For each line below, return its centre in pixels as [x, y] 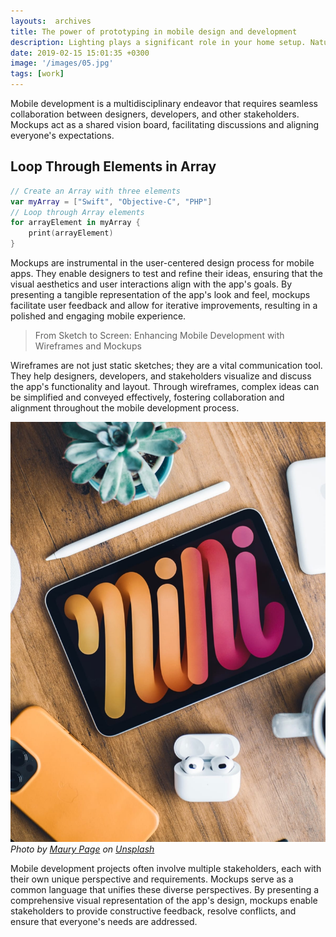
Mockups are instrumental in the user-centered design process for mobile [162, 263]
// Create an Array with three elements [96, 191]
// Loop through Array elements [77, 212]
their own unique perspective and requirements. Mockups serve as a [152, 879]
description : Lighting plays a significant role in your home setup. [158, 42]
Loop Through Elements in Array [113, 166]
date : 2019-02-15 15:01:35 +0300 [80, 53]
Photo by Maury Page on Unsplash [82, 849]
